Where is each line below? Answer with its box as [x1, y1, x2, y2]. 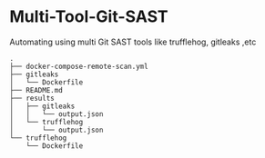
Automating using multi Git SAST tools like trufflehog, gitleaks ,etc [9, 36, 257, 47]
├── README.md [9, 85, 64, 94]
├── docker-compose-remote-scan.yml [9, 62, 148, 71]
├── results [9, 94, 55, 103]
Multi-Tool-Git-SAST [9, 6, 168, 27]
